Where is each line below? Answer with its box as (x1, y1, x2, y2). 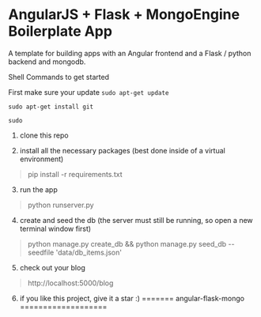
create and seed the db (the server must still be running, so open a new (19, 215, 253, 225)
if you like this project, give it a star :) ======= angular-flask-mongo (19, 293, 245, 303)
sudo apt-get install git (8, 103, 93, 111)
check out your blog (19, 262, 85, 272)
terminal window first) (19, 224, 92, 233)
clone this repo (19, 130, 69, 140)
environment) (19, 154, 64, 164)
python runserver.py (27, 200, 94, 209)
